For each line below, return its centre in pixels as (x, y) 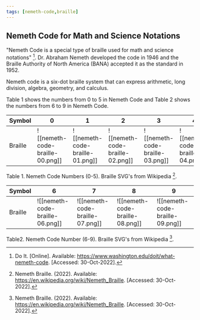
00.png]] (49, 160)
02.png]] (121, 160)
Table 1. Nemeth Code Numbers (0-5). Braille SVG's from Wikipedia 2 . (92, 175)
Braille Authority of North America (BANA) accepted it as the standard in (95, 64)
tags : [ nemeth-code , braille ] (42, 12)
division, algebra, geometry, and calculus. (57, 88)
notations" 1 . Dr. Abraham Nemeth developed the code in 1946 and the (93, 57)
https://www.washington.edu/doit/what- (126, 256)
